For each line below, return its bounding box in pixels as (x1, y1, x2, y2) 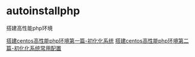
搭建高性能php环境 (6, 24, 53, 31)
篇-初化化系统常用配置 (6, 45, 62, 52)
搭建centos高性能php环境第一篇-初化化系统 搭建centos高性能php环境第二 (6, 37, 189, 44)
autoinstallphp (6, 4, 80, 18)
